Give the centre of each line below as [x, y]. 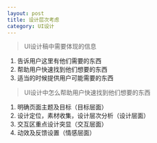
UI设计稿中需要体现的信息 [60, 47]
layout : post [26, 13]
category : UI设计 [31, 26]
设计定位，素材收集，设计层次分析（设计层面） [83, 116]
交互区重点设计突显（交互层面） [62, 125]
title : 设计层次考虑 [33, 20]
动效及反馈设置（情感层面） [56, 133]
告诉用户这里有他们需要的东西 [59, 61]
